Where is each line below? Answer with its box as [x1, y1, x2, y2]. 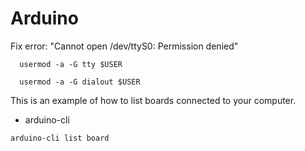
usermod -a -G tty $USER [19, 59, 123, 69]
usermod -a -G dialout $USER [19, 77, 141, 87]
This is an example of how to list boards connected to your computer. [10, 94, 297, 106]
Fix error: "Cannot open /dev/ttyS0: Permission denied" [10, 40, 239, 52]
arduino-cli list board [10, 133, 110, 143]
